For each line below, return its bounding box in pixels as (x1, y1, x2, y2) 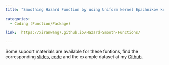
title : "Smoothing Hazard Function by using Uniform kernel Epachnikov (5, 7, 158, 12)
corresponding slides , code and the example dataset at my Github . (5, 54, 143, 60)
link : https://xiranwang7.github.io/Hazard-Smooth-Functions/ (5, 30, 141, 35)
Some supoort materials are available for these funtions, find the (5, 48, 138, 54)
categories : (5, 16, 30, 21)
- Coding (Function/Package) (10, 21, 71, 26)
